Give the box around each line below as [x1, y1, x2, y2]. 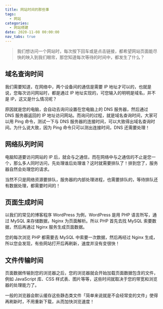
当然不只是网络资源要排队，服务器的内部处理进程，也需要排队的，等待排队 [5, 176, 154, 182]
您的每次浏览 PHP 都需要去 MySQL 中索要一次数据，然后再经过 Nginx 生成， [5, 235, 158, 240]
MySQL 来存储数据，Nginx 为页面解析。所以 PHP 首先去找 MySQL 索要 [10, 218, 152, 224]
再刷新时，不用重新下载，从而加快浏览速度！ [5, 299, 95, 305]
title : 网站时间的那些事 [5, 7, 49, 12]
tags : [5, 12, 16, 17]
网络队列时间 [5, 140, 44, 148]
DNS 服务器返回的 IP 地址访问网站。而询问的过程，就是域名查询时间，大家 [5, 112, 154, 118]
